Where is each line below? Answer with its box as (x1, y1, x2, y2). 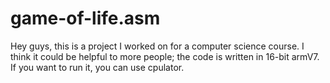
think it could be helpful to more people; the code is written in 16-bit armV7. (10, 50, 320, 62)
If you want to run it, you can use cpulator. (10, 61, 185, 73)
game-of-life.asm (10, 7, 161, 30)
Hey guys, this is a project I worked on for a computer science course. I (10, 40, 305, 52)
